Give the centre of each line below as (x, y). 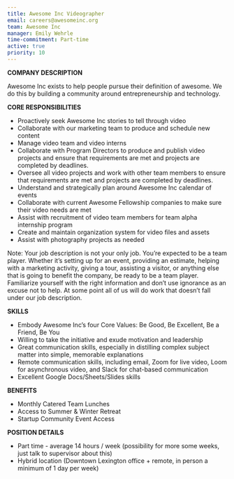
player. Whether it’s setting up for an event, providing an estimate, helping (114, 260)
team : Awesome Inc (34, 27)
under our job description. (45, 297)
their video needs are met (54, 210)
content (28, 135)
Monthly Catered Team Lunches (64, 403)
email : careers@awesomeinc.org (53, 20)
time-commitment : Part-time (48, 40)
